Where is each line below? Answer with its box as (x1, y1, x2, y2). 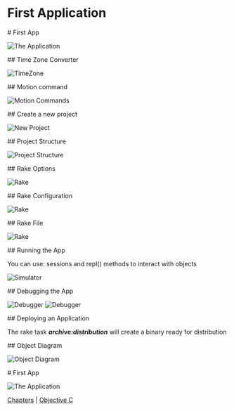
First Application (7, 5, 107, 21)
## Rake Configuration (7, 191, 73, 200)
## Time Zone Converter (7, 55, 79, 64)
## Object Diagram (7, 341, 63, 349)
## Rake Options (7, 164, 56, 173)
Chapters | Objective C (7, 396, 74, 404)
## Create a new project (7, 110, 78, 118)
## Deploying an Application (7, 314, 90, 322)
